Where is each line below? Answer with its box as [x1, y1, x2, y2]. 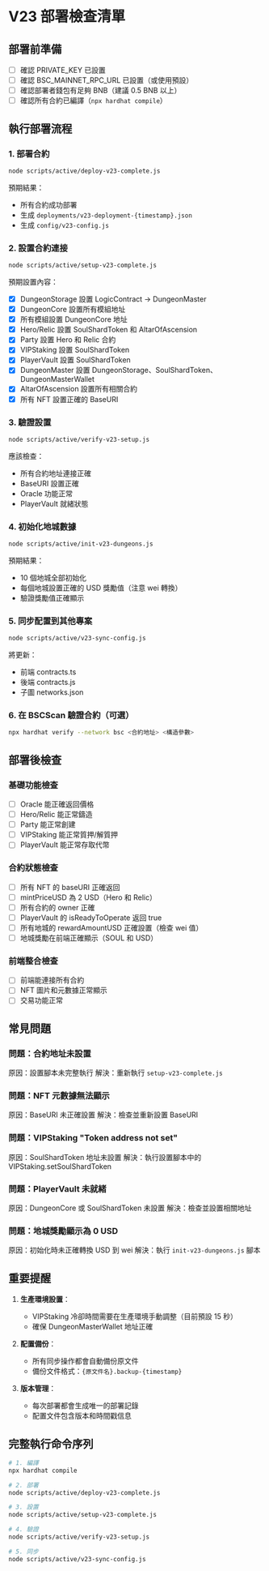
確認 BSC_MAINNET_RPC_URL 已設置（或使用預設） [19, 75, 194, 85]
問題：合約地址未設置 [8, 1047, 91, 1059]
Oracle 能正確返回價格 [19, 799, 95, 809]
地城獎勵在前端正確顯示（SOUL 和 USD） [19, 933, 158, 943]
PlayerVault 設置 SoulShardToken [19, 355, 131, 365]
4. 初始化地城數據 [8, 520, 77, 532]
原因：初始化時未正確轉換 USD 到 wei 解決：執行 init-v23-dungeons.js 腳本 [8, 1245, 261, 1255]
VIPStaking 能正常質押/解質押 [19, 830, 119, 840]
